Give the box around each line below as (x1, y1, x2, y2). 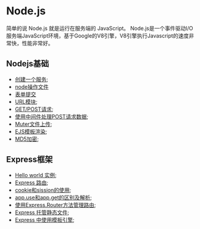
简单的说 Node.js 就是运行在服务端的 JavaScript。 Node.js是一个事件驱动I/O (6, 24, 193, 32)
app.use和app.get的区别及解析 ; (14, 194, 93, 201)
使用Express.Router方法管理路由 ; (14, 201, 97, 208)
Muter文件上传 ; (14, 120, 53, 128)
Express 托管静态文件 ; (14, 209, 70, 216)
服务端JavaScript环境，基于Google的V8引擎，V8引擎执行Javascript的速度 (6, 32, 189, 39)
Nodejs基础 (6, 58, 50, 69)
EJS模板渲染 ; (14, 128, 48, 135)
